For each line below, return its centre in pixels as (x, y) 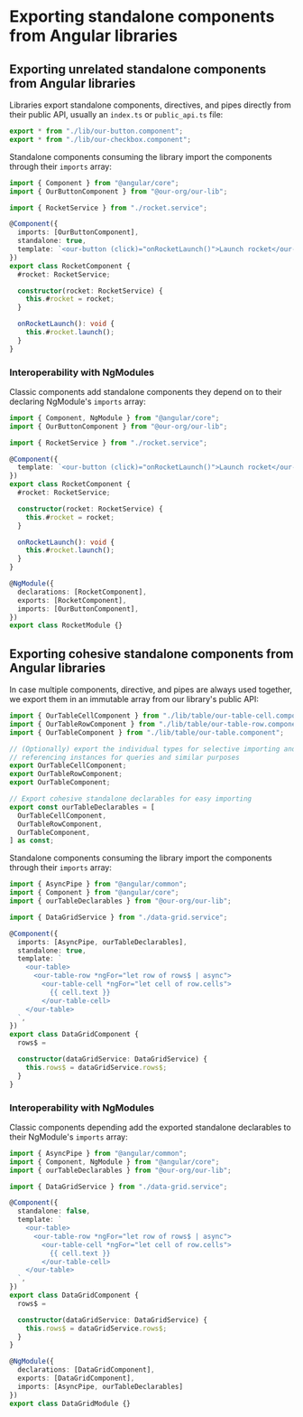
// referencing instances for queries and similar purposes (125, 757)
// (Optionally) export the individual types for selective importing (145, 749)
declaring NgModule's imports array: (78, 401)
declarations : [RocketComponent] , (82, 592)
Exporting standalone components (142, 17)
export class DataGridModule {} (70, 1403)
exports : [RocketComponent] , (72, 600)
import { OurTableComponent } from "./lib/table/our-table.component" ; (147, 732)
